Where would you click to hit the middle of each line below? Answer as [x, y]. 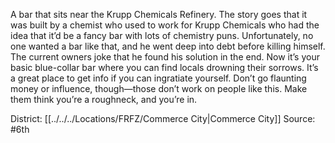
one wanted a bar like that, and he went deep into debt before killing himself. [168, 46]
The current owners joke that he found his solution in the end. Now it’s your [165, 57]
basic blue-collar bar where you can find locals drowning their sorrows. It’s [164, 67]
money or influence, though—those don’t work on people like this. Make [159, 88]
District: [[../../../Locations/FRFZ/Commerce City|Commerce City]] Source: [163, 118]
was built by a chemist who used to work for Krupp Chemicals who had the [165, 25]
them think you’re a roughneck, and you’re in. [104, 99]
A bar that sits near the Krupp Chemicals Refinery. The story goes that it [159, 14]
